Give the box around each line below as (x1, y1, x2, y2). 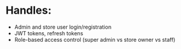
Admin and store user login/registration (14, 23, 112, 30)
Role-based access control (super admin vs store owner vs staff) (14, 36, 176, 43)
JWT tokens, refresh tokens (14, 29, 84, 36)
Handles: (5, 4, 52, 17)
